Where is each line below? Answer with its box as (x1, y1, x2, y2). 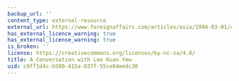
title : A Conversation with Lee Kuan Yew (7, 56, 132, 63)
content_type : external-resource (7, 17, 107, 24)
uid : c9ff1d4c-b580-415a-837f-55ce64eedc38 (7, 63, 139, 70)
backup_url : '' (7, 10, 53, 18)
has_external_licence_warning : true (7, 30, 116, 37)
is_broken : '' (7, 43, 50, 50)
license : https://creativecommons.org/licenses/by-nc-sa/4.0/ (7, 50, 196, 57)
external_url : (7, 23, 50, 30)
